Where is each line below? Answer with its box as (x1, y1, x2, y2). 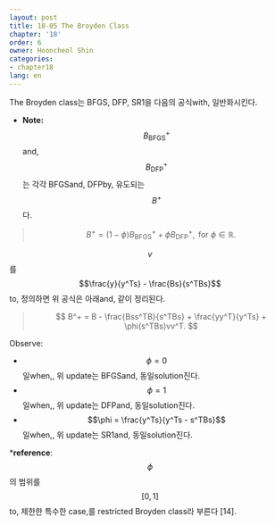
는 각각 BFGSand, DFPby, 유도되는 (21, 179, 146, 189)
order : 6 (9, 37, 42, 47)
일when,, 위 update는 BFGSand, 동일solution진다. (21, 370, 201, 380)
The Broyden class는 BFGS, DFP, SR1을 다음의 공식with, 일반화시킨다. (9, 96, 258, 107)
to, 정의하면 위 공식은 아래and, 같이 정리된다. (9, 293, 166, 304)
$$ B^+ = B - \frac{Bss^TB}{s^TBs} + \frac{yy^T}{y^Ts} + (54, 311, 267, 321)
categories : (9, 54, 54, 63)
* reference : (9, 447, 54, 458)
